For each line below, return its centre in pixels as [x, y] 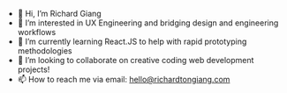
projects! [34, 69]
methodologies [45, 51]
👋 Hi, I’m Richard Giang [59, 14]
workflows [37, 32]
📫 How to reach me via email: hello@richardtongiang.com [124, 79]
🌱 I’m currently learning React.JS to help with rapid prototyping [132, 41]
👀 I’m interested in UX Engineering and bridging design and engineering [148, 23]
